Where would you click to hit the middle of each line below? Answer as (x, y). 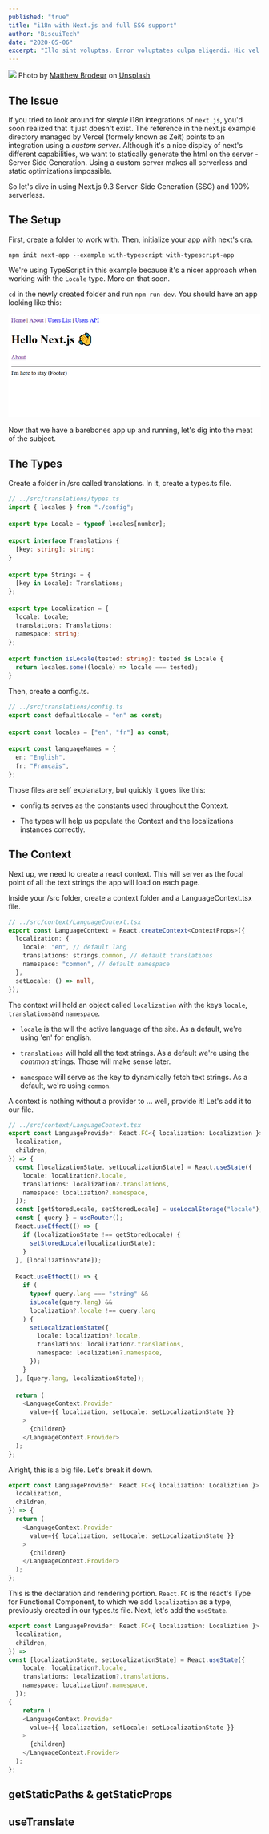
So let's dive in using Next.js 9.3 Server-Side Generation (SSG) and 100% (129, 186)
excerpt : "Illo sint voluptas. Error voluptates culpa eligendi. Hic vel (134, 51)
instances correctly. (52, 829)
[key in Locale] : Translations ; (70, 583)
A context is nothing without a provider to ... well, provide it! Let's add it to (130, 1101)
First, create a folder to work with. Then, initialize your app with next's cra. (131, 239)
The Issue (33, 100)
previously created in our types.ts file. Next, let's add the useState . (118, 1611)
